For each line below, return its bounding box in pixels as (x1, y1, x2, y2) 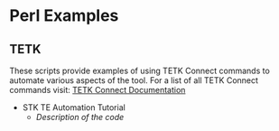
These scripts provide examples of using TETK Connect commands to (9, 65, 271, 76)
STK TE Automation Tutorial (22, 102, 126, 113)
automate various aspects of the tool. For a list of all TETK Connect (9, 75, 259, 86)
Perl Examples (9, 5, 119, 26)
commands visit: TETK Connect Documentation (9, 85, 186, 95)
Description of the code (35, 112, 125, 122)
